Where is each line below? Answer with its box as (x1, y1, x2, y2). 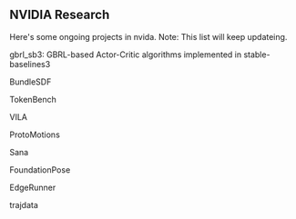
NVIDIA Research (9, 7, 110, 23)
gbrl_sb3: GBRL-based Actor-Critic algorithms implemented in (9, 49, 242, 60)
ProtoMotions (9, 129, 61, 140)
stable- (243, 49, 270, 60)
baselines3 (9, 58, 51, 69)
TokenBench (9, 94, 57, 105)
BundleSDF (9, 76, 52, 87)
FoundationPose (9, 164, 71, 175)
